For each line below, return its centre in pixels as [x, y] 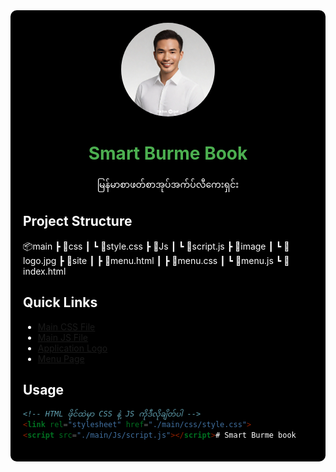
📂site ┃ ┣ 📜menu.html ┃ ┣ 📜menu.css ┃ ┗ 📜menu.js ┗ [174, 260]
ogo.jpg [40, 260]
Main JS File [63, 337]
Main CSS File [66, 326]
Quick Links [60, 302]
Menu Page [61, 358]
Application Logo [72, 348]
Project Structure [78, 221]
